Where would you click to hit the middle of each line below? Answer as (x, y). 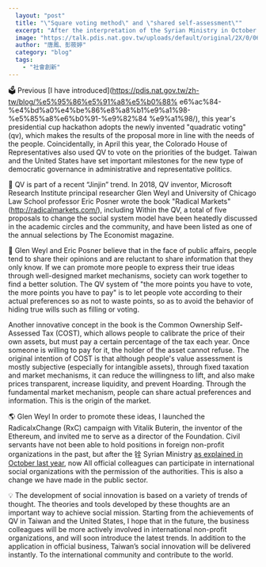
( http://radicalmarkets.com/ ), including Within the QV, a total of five (118, 209)
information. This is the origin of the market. (80, 400)
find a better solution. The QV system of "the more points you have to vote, (131, 284)
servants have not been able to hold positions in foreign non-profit (116, 444)
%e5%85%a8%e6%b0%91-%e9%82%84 (78, 118)
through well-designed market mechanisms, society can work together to (128, 275)
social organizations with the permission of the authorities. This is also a (126, 471)
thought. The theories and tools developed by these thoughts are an (119, 504)
